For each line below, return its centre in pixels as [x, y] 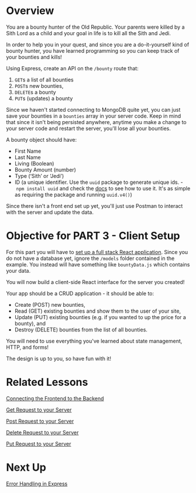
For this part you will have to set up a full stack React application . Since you [97, 252]
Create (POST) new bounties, [50, 304]
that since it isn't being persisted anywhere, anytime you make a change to [97, 122]
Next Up [26, 467]
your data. [18, 271]
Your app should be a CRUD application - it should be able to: [80, 293]
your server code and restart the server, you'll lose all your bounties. [89, 128]
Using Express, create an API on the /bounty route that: [72, 68]
